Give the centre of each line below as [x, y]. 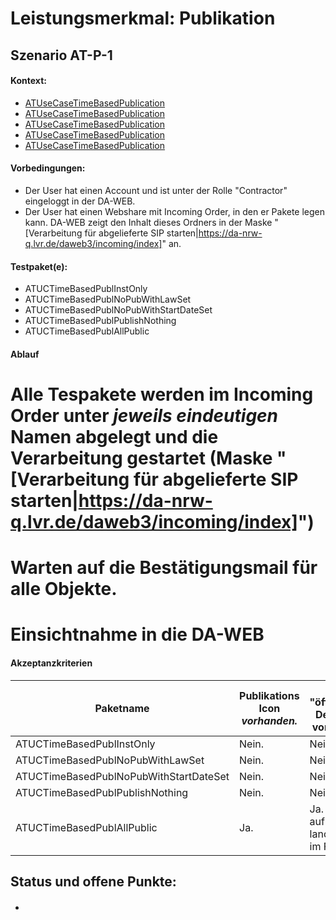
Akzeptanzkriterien [51, 663]
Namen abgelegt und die [114, 436]
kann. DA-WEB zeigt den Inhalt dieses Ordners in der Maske [148, 222]
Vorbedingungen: [48, 168]
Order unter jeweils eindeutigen [144, 415]
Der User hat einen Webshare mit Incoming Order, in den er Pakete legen [175, 211]
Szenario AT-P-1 [61, 55]
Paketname [122, 708]
